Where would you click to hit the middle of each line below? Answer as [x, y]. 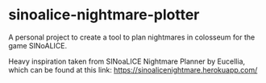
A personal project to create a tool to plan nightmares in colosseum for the [132, 37]
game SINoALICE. [38, 45]
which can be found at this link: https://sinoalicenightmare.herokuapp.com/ [133, 69]
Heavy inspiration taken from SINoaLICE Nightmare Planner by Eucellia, [127, 61]
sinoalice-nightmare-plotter [104, 15]
